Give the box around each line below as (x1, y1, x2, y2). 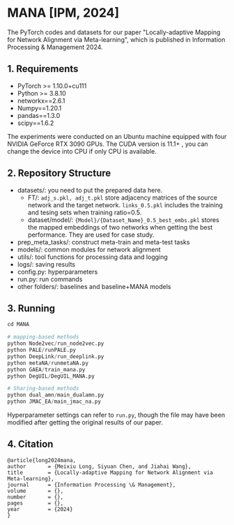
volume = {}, (7, 487, 64, 494)
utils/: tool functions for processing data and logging (17, 253, 169, 261)
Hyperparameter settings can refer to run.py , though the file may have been (7, 411, 225, 419)
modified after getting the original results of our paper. (7, 418, 164, 427)
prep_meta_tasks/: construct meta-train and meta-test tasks (17, 237, 190, 246)
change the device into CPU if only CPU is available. (7, 147, 157, 155)
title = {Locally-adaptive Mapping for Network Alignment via (7, 469, 214, 476)
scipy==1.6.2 (17, 119, 54, 127)
